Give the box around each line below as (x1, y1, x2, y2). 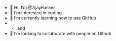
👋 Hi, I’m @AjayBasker (9, 5, 55, 10)
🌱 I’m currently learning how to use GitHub (9, 15, 96, 20)
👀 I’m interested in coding (9, 10, 62, 16)
